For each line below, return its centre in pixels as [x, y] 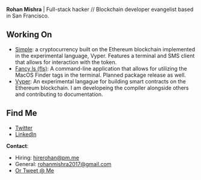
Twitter [24, 127]
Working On [29, 35]
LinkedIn [26, 134]
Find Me [22, 113]
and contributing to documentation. [59, 94]
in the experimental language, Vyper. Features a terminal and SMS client [105, 56]
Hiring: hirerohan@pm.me [47, 158]
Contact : [18, 146]
